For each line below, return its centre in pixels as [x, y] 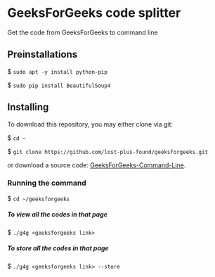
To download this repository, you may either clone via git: [90, 124]
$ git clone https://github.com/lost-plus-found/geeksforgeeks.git [108, 151]
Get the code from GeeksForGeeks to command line [83, 32]
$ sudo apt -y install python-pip [57, 71]
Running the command [47, 183]
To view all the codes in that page [57, 214]
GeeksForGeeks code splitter [94, 13]
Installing [28, 107]
